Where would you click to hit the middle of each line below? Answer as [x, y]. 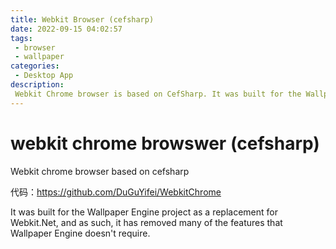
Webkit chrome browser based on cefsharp [100, 171]
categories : [35, 66]
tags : [21, 38]
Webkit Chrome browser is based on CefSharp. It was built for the [158, 94]
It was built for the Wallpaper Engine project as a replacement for [144, 212]
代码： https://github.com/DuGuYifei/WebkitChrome [116, 192]
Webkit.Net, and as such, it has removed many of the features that [146, 222]
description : [37, 85]
